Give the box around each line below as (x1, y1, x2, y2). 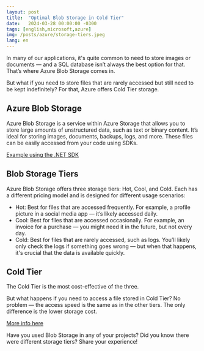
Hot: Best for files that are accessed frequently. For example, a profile (15, 203, 191, 211)
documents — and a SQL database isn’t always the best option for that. (6, 61, 186, 68)
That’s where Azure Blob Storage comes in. (6, 67, 115, 74)
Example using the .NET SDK (6, 151, 79, 158)
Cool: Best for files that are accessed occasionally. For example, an (15, 216, 184, 224)
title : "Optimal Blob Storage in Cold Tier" (6, 15, 124, 21)
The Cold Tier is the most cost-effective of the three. (6, 283, 139, 290)
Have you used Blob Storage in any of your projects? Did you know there (6, 331, 189, 339)
